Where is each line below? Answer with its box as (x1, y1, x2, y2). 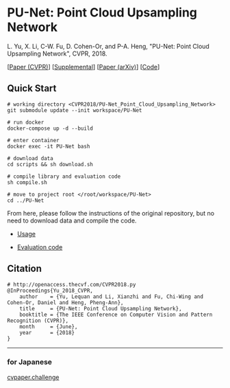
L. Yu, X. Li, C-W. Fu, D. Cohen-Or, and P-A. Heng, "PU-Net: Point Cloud (7, 42, 210, 50)
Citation (7, 263, 42, 275)
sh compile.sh (7, 179, 48, 186)
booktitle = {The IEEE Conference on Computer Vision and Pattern (19, 311, 213, 318)
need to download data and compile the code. (7, 216, 137, 225)
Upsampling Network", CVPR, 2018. (7, 49, 107, 58)
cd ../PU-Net (7, 197, 44, 204)
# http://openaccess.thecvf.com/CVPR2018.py (7, 281, 136, 288)
